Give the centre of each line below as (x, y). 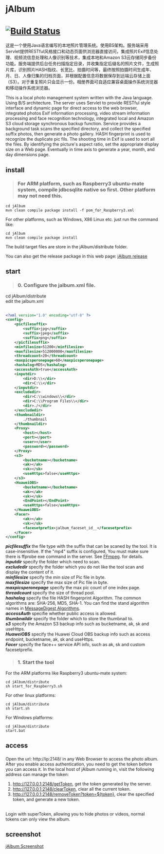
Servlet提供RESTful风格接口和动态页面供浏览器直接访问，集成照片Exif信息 (80, 52)
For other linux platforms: (31, 695)
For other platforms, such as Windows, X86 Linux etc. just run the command (82, 219)
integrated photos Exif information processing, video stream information (78, 113)
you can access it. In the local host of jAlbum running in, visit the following (80, 769)
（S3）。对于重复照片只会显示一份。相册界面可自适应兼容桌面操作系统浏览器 (82, 82)
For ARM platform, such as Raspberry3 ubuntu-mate (81, 184)
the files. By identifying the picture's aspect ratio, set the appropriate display (82, 144)
